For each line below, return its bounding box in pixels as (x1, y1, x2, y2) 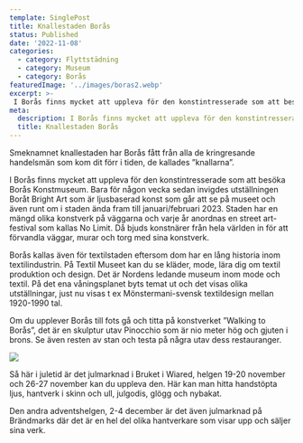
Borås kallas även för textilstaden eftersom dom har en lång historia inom (9, 250, 281, 260)
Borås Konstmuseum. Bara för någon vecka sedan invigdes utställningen (9, 184, 280, 194)
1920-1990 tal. (9, 297, 63, 308)
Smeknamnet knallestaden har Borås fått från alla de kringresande (9, 147, 255, 158)
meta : (9, 106, 30, 115)
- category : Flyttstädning (17, 55, 119, 64)
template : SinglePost (9, 13, 91, 23)
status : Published (9, 30, 78, 39)
